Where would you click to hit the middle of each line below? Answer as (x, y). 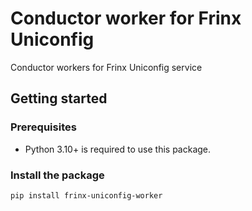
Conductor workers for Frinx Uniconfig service (106, 67)
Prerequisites (43, 127)
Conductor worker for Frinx (126, 18)
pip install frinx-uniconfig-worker (86, 195)
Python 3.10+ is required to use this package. (118, 149)
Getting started (59, 98)
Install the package (57, 175)
